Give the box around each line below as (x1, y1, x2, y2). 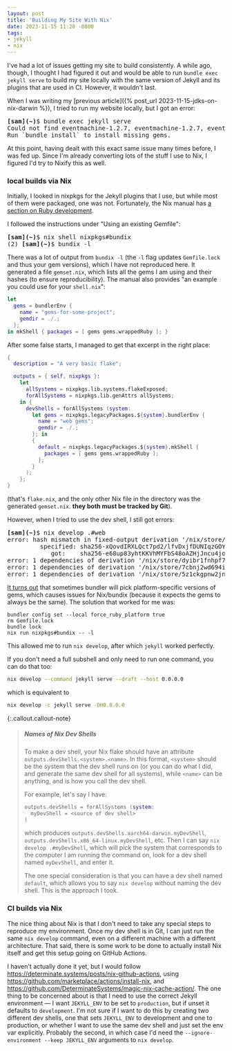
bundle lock (7, 624, 41, 631)
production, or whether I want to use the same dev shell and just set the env (7, 1021, 224, 1029)
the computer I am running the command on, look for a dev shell (23, 851, 207, 859)
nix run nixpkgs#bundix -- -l (7, 630, 95, 637)
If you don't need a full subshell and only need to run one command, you (7, 655, 214, 664)
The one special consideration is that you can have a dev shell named (23, 872, 223, 880)
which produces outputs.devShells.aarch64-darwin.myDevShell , (23, 829, 207, 837)
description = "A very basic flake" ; (13, 360, 122, 367)
